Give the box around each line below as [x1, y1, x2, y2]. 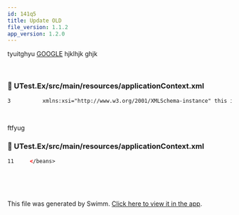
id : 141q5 [7, 10, 37, 18]
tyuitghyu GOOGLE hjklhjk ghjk [7, 50, 98, 58]
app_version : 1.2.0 [7, 30, 65, 38]
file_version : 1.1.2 [7, 23, 69, 31]
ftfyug [7, 123, 25, 132]
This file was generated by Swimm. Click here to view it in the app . [7, 199, 203, 208]
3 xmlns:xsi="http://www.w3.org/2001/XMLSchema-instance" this [7, 97, 228, 104]
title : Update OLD [7, 17, 62, 24]
